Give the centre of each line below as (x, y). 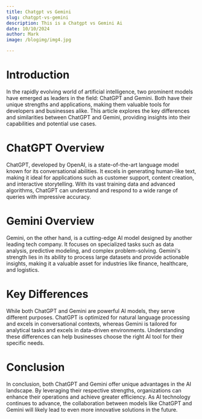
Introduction (38, 75)
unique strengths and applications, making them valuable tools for (88, 104)
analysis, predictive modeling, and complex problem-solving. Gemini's (93, 250)
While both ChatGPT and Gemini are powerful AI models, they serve (90, 310)
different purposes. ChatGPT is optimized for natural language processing (98, 317)
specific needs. (25, 343)
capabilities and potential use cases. (52, 124)
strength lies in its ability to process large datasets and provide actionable (98, 257)
